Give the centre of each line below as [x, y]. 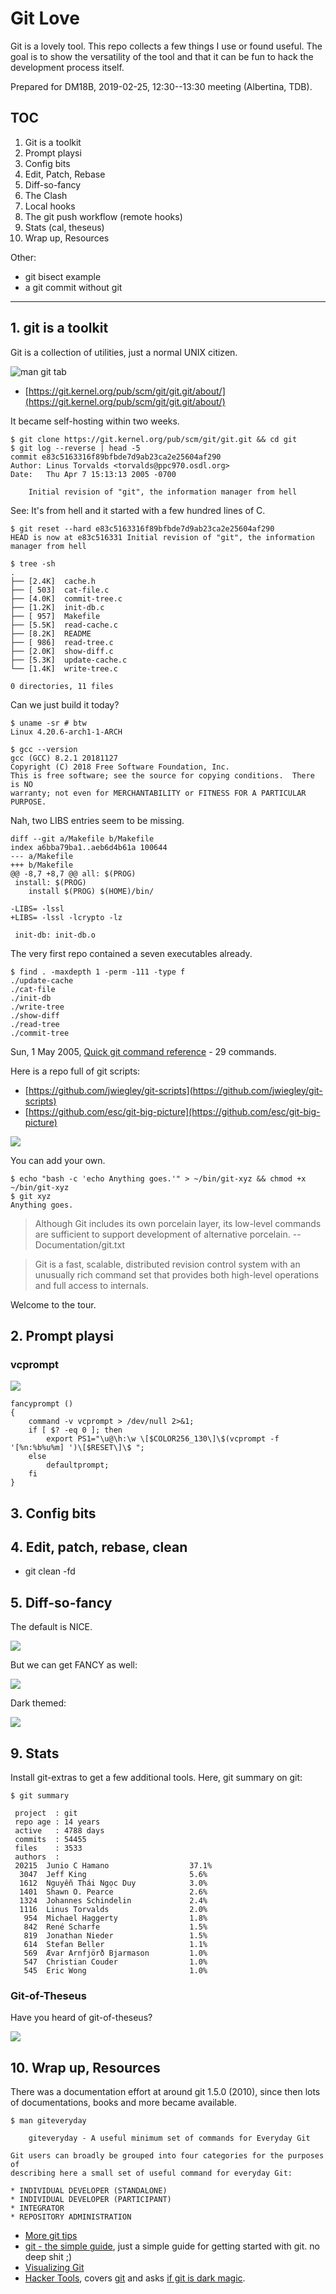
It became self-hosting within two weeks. [95, 421]
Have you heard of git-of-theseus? [81, 2018]
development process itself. [67, 67]
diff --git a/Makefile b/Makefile [82, 838]
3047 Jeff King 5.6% [113, 1875]
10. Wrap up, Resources [85, 2067]
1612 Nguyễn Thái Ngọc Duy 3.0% [113, 1883]
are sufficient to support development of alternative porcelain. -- [168, 1234]
